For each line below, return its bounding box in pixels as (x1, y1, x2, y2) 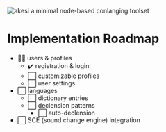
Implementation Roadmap (7, 31, 160, 47)
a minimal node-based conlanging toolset (31, 7, 149, 15)
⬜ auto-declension (38, 108, 96, 117)
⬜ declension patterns (27, 101, 95, 109)
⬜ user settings (27, 79, 76, 87)
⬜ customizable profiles (27, 72, 100, 80)
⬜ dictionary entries (27, 94, 88, 102)
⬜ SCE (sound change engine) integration (17, 115, 141, 124)
